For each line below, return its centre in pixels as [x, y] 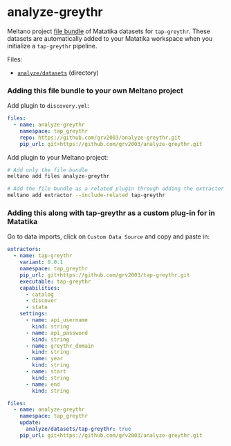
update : [30, 422]
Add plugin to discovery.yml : [48, 106]
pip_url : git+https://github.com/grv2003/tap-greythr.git [105, 275]
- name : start [46, 372]
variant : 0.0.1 [41, 262]
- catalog [39, 295]
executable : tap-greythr [55, 281]
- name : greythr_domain [60, 346]
